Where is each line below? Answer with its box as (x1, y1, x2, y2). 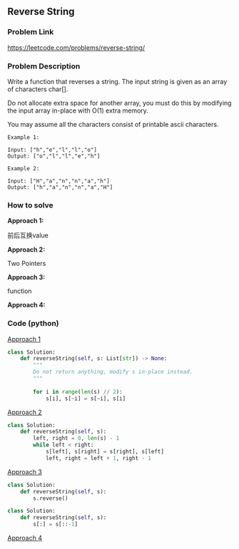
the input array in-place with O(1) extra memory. (7, 106, 148, 115)
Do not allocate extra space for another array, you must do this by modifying (7, 98, 232, 107)
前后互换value (7, 231, 49, 240)
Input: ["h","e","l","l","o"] (7, 146, 98, 153)
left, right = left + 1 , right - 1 (45, 454, 152, 462)
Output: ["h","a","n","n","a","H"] (7, 183, 113, 191)
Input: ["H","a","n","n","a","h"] (7, 178, 111, 185)
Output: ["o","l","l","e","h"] (7, 153, 101, 160)
